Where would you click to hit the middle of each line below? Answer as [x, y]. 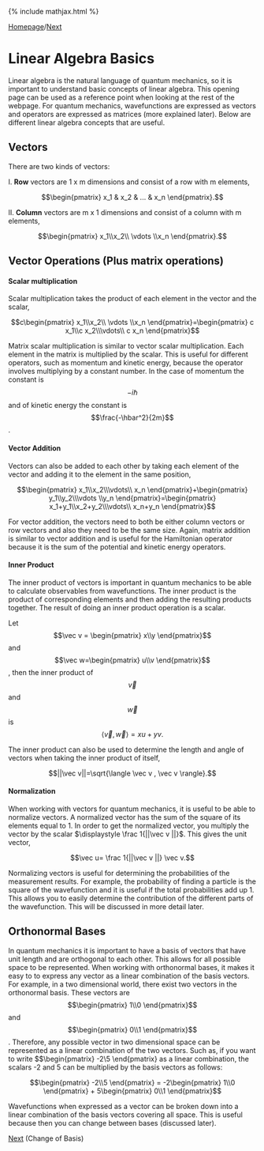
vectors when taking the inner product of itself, [84, 757]
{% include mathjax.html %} [54, 11]
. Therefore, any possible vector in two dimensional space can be [114, 1042]
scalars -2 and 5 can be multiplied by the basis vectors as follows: [115, 1067]
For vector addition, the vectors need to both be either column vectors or [126, 522]
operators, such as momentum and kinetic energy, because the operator [126, 363]
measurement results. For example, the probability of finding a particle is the [132, 881]
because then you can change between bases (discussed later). [112, 1123]
